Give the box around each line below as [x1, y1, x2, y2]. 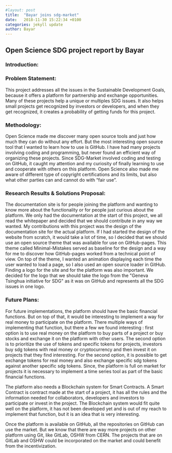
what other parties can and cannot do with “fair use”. [5, 177, 117, 183]
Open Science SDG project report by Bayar [5, 46, 144, 55]
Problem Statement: [5, 75, 56, 82]
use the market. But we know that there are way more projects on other [5, 426, 156, 432]
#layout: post [5, 7, 36, 13]
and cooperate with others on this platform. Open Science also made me [5, 166, 159, 172]
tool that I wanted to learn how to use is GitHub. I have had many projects [5, 144, 161, 150]
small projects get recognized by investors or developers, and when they [5, 103, 160, 109]
